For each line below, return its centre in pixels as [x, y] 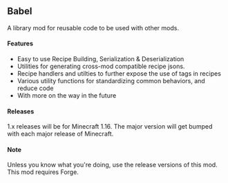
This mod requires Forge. [43, 172]
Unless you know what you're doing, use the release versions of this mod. [112, 165]
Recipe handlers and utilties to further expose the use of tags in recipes [119, 74]
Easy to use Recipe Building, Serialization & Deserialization [101, 59]
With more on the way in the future [67, 96]
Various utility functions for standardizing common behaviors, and [111, 81]
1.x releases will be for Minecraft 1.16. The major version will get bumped [110, 127]
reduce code [35, 88]
